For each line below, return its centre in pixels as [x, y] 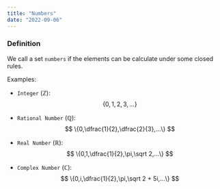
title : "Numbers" [32, 13]
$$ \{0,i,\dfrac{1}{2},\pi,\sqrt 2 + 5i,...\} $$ [120, 178]
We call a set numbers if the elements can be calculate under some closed [110, 58]
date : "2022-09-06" [35, 20]
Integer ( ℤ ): [33, 92]
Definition [24, 44]
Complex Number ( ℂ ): [44, 167]
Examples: [22, 79]
